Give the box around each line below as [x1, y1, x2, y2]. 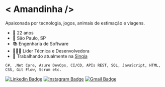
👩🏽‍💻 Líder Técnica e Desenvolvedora [12, 47, 90, 53]
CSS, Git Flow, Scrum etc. [5, 67, 62, 72]
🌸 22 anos [12, 29, 34, 35]
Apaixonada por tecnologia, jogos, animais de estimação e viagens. [5, 20, 145, 26]
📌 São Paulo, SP [12, 35, 46, 41]
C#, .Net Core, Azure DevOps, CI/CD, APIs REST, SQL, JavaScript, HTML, [5, 62, 161, 68]
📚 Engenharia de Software [12, 40, 69, 46]
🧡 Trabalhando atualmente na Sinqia [12, 53, 88, 59]
